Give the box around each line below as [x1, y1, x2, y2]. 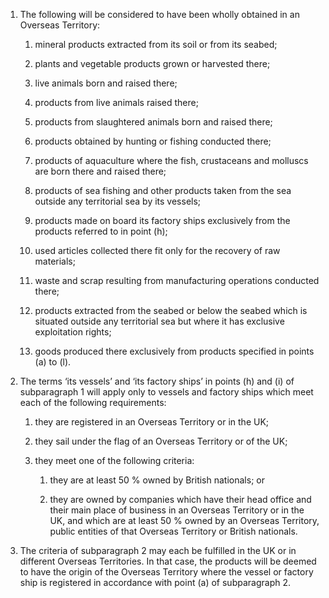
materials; [34, 255, 76, 267]
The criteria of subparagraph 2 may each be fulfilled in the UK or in [19, 545, 297, 556]
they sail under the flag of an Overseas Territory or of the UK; [34, 435, 288, 447]
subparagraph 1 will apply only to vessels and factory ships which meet [19, 386, 314, 398]
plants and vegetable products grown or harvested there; [34, 58, 271, 69]
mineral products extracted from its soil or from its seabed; [34, 39, 278, 50]
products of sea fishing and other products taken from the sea [34, 185, 292, 196]
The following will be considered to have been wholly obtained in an [19, 9, 300, 20]
